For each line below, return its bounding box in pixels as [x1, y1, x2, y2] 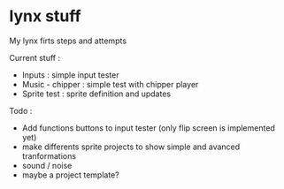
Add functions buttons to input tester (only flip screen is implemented [21, 122, 276, 133]
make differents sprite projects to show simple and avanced [21, 141, 241, 152]
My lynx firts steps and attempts [9, 35, 127, 46]
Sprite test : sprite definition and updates [21, 88, 171, 99]
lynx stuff [9, 6, 81, 26]
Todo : [9, 105, 33, 116]
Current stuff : [9, 52, 61, 63]
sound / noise [21, 160, 73, 170]
